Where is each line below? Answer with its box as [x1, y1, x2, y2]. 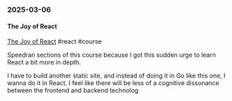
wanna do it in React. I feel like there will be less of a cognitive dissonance [7, 79, 219, 87]
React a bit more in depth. [7, 58, 81, 66]
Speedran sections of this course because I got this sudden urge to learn [7, 50, 217, 59]
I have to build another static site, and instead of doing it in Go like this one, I [7, 71, 226, 80]
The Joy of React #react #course [7, 37, 102, 46]
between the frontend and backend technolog [7, 86, 139, 95]
